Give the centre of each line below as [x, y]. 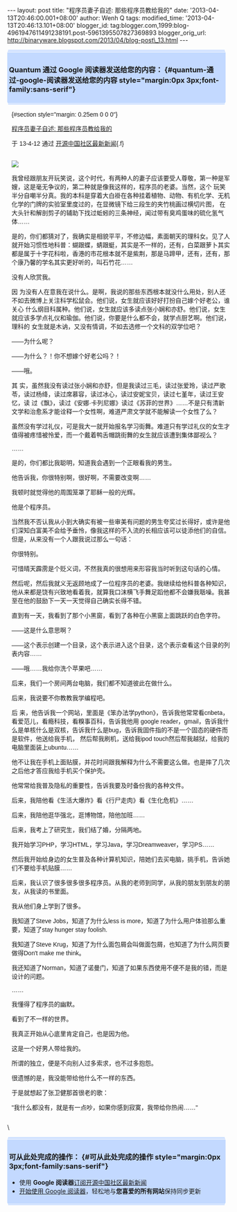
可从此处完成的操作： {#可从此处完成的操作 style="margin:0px [115, 1157]
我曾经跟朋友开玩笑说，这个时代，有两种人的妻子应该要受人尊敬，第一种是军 [121, 178]
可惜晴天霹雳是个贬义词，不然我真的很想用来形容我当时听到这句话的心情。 [117, 569]
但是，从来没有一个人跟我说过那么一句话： [72, 539]
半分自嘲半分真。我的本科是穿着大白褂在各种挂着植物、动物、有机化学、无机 [121, 196]
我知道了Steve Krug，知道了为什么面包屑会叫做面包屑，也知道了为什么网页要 [121, 945]
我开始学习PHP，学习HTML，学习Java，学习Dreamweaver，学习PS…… [113, 845]
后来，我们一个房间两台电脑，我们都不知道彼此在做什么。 [93, 683]
